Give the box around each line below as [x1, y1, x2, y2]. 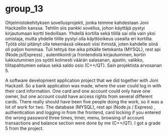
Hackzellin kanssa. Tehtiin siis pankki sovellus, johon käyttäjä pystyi [5, 25, 145, 31]
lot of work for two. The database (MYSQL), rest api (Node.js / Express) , [5, 104, 155, 110]
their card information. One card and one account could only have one [5, 88, 150, 94]
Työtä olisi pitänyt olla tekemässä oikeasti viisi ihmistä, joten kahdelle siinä [5, 41, 158, 47]
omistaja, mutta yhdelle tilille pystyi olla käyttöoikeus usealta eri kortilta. [5, 36, 153, 42]
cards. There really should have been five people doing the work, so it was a [5, 98, 163, 104]
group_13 [5, 3, 44, 15]
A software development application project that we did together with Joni [5, 77, 159, 83]
